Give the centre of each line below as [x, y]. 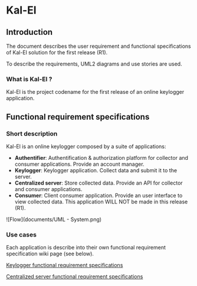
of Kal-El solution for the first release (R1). [57, 52]
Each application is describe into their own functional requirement [86, 248]
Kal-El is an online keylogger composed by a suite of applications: [86, 146]
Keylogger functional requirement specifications [65, 265]
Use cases [22, 235]
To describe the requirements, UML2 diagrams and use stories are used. [94, 64]
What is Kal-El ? [29, 79]
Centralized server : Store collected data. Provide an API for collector [98, 183]
